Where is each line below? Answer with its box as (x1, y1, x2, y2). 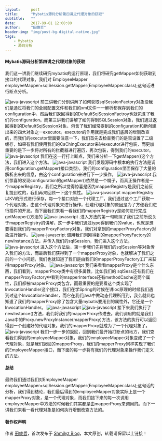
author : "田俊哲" (5, 25, 46, 30)
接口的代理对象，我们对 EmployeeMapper (5, 76, 88, 82)
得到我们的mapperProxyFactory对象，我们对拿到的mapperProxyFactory (9, 226, 152, 231)
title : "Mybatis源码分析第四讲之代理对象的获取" (5, 12, 105, 16)
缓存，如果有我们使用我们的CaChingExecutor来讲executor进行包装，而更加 (5, 141, 154, 147)
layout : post (5, 7, 40, 12)
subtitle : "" (5, 16, 36, 21)
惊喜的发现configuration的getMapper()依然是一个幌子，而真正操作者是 (9, 177, 149, 183)
